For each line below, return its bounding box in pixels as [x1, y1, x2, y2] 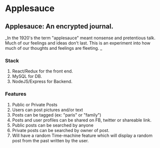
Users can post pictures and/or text [12, 107, 83, 113]
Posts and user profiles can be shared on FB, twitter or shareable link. [12, 117, 152, 123]
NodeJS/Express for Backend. [12, 78, 73, 85]
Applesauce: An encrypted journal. [5, 22, 114, 30]
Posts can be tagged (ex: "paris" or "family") [12, 112, 102, 118]
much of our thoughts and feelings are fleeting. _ [5, 45, 103, 51]
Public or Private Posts [12, 102, 58, 107]
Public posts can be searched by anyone [12, 122, 94, 128]
